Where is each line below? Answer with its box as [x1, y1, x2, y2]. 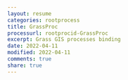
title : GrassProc [7, 23, 58, 30]
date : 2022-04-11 [7, 42, 58, 49]
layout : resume [7, 10, 52, 17]
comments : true [7, 56, 52, 63]
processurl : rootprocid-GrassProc [7, 29, 109, 37]
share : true [7, 62, 42, 69]
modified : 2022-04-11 [7, 49, 71, 56]
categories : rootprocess [7, 17, 80, 24]
